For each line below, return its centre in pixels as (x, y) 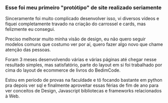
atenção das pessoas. (28, 50)
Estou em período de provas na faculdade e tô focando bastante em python (84, 80)
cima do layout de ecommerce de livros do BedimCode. (63, 70)
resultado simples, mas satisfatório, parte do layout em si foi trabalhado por (84, 65)
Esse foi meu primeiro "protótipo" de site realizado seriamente (83, 8)
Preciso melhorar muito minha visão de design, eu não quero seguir (75, 39)
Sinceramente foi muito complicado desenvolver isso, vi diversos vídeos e (82, 19)
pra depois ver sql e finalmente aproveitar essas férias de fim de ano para (82, 85)
